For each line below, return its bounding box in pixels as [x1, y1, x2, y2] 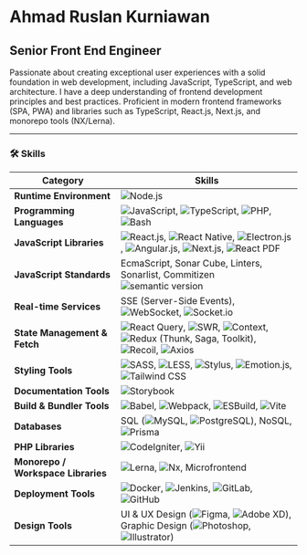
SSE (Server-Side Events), [120, 295, 236, 308]
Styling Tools [14, 364, 73, 377]
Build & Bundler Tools [14, 400, 110, 413]
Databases [14, 420, 62, 433]
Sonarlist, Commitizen [120, 268, 215, 281]
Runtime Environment [14, 190, 111, 203]
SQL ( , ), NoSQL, [120, 414, 292, 427]
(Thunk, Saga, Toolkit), [159, 332, 257, 345]
